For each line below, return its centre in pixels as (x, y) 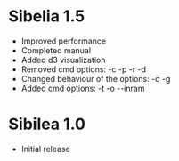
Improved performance (64, 41)
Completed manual (56, 50)
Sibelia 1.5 (47, 16)
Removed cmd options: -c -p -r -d (84, 69)
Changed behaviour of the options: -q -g (96, 78)
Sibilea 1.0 (47, 124)
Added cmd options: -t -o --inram (83, 88)
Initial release (45, 149)
